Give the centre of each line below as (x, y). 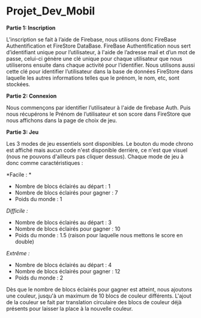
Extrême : (18, 253)
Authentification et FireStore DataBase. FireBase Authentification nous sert (98, 46)
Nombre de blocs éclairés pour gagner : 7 (66, 192)
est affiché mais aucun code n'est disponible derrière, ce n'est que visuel (97, 150)
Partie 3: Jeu (22, 132)
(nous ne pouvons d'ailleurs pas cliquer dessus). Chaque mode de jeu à (95, 156)
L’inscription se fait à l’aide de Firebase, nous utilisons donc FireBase (91, 39)
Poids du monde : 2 (39, 278)
